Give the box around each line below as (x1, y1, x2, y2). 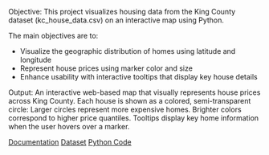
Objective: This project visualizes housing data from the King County (8, 7, 236, 16)
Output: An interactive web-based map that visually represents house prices (8, 88, 261, 97)
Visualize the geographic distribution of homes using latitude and (19, 47, 236, 55)
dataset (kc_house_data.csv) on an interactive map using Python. (8, 15, 225, 25)
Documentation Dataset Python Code (8, 137, 132, 147)
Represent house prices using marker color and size (19, 63, 193, 73)
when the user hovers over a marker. (8, 122, 130, 131)
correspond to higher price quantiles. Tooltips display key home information (8, 113, 259, 123)
